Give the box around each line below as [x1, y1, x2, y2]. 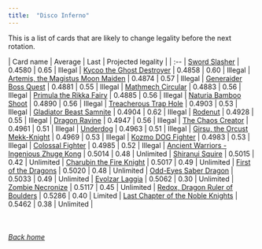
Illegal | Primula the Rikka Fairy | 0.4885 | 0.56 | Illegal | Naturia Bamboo [8, 90, 242, 99]
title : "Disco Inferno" [8, 11, 90, 20]
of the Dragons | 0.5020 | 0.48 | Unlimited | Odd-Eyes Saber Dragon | [8, 165, 234, 175]
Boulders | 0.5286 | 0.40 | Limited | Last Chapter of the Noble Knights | [8, 191, 238, 200]
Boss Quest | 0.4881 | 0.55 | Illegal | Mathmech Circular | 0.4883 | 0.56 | [8, 82, 242, 91]
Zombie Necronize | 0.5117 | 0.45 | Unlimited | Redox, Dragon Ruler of [8, 182, 234, 191]
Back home [8, 232, 46, 242]
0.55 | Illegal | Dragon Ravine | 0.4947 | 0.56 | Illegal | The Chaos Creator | [8, 115, 249, 124]
